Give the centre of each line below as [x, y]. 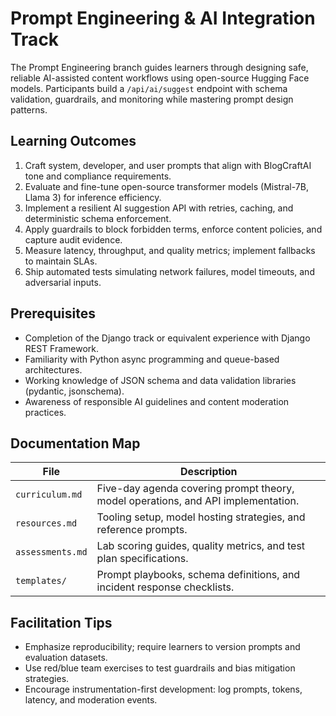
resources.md [46, 523]
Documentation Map [75, 443]
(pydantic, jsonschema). [74, 391]
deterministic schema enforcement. [98, 218]
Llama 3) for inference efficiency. [93, 197]
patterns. [29, 109]
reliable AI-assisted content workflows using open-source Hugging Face [160, 78]
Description [209, 472]
